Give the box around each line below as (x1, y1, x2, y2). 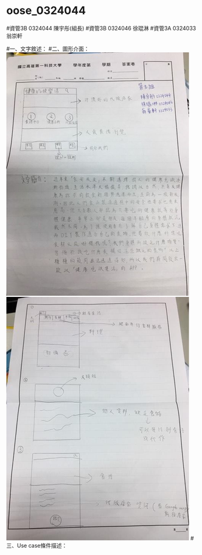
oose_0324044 (6, 4, 86, 18)
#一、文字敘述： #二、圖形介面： (6, 45, 89, 52)
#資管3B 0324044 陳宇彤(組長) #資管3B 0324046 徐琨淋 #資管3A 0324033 (6, 24, 197, 32)
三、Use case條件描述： (6, 542, 68, 549)
